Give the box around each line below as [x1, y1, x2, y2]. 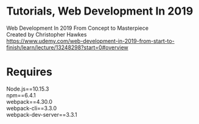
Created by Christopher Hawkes [6, 30, 87, 38]
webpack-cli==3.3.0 [6, 105, 57, 112]
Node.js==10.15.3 [6, 85, 49, 92]
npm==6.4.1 [6, 91, 36, 98]
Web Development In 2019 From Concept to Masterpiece [6, 24, 149, 32]
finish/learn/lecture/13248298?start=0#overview [6, 44, 129, 51]
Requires [6, 65, 53, 79]
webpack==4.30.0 [6, 98, 53, 105]
